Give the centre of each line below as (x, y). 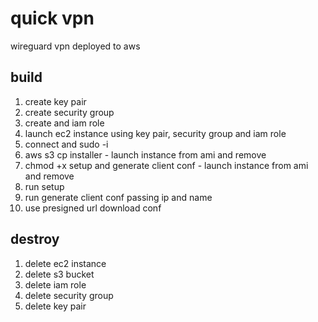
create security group (69, 112)
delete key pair (55, 306)
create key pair (55, 101)
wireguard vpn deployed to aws (75, 46)
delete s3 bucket (59, 274)
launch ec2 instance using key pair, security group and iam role (155, 133)
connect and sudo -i (66, 144)
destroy (35, 239)
